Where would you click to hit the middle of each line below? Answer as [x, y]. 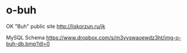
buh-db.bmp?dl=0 [28, 44]
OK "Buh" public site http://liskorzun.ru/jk [56, 26]
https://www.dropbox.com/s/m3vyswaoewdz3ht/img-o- [113, 37]
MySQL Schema [25, 37]
